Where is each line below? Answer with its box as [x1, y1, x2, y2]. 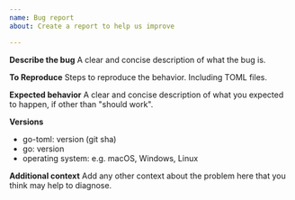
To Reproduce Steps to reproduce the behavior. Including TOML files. [9, 71, 268, 82]
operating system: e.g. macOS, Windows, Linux [22, 152, 199, 163]
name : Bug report [9, 13, 75, 23]
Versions [9, 116, 44, 127]
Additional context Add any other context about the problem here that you [9, 170, 286, 181]
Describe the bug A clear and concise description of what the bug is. [9, 54, 266, 65]
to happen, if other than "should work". [9, 98, 154, 109]
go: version [22, 143, 65, 154]
